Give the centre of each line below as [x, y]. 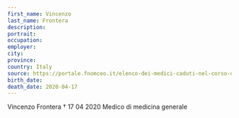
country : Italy [30, 67]
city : [15, 54]
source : [19, 73]
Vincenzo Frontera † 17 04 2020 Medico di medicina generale [97, 107]
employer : [22, 47]
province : [22, 60]
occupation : [25, 41]
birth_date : [25, 80]
